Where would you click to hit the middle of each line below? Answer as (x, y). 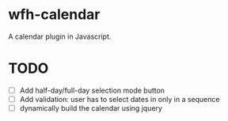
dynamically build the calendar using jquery (91, 108)
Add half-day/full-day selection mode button (92, 90)
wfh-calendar (54, 15)
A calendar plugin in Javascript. (60, 36)
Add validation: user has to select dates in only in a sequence (120, 99)
